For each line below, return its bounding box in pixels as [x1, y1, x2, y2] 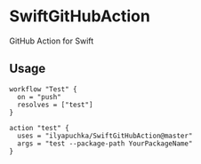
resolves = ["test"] [17, 100, 93, 109]
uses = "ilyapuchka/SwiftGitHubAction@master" [17, 131, 193, 140]
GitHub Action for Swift [9, 35, 94, 46]
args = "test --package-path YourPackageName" [17, 139, 193, 148]
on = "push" [17, 92, 62, 101]
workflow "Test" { [9, 84, 77, 94]
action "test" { [9, 123, 69, 132]
